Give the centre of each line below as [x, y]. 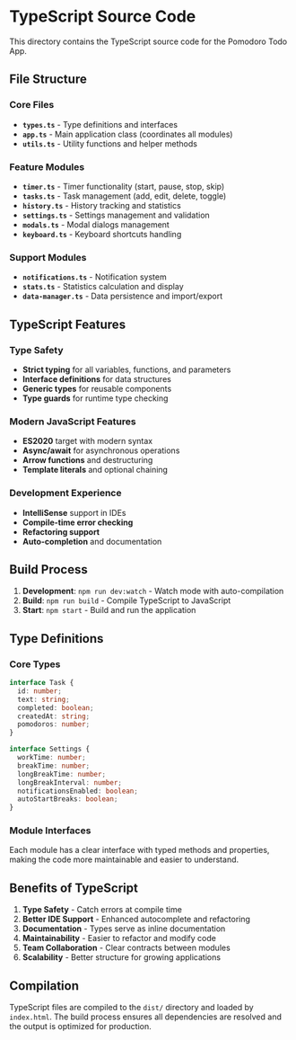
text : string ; [44, 699]
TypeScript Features [68, 324]
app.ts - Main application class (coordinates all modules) [127, 134]
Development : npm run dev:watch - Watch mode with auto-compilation [153, 591]
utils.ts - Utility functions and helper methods [109, 143]
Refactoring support [61, 531]
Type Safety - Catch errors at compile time [102, 910]
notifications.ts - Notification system [95, 277]
